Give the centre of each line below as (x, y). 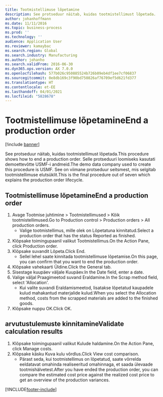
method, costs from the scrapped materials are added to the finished (89, 298)
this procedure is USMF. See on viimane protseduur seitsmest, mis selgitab (81, 170)
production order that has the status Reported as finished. (78, 236)
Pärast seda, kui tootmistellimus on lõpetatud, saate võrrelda (80, 359)
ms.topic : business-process (34, 28)
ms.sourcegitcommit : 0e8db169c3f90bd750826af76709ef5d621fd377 (71, 78)
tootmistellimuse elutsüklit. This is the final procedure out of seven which (78, 175)
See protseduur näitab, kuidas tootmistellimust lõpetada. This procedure (77, 154)
